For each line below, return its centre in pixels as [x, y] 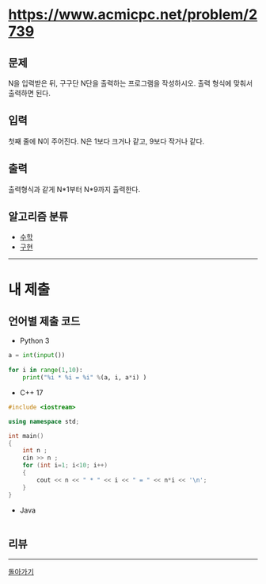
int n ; [35, 451]
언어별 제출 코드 [44, 322]
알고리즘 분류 [38, 217]
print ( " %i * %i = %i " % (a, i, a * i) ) [85, 378]
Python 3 [34, 341]
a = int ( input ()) [37, 355]
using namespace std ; [44, 421]
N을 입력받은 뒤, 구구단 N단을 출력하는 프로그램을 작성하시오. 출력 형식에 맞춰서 [131, 83]
